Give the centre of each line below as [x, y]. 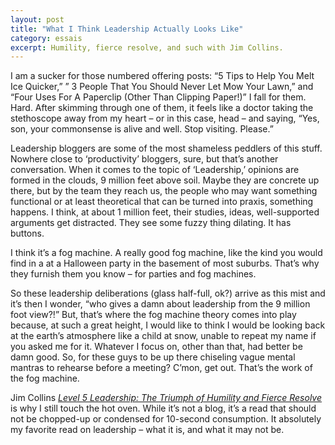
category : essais [46, 38]
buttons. [27, 233]
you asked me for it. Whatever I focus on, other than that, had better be [156, 347]
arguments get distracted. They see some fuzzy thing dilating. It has [151, 223]
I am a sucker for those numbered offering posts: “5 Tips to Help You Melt [162, 76]
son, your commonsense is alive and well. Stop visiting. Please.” [142, 129]
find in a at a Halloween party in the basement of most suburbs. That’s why [165, 263]
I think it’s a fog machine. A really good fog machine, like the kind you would [166, 253]
